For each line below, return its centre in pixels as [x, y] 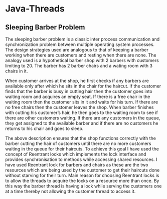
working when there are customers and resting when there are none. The [81, 55]
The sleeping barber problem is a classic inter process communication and [82, 39]
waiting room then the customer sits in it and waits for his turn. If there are [82, 102]
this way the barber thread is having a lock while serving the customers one [83, 186]
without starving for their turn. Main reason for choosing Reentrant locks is [82, 175]
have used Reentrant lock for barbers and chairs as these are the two [77, 165]
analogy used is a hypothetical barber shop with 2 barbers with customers [82, 60]
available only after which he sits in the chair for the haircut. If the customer [83, 86]
